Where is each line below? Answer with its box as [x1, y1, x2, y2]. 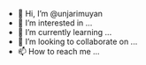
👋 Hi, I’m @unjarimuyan [17, 9, 104, 18]
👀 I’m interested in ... [17, 18, 93, 28]
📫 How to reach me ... [17, 47, 100, 56]
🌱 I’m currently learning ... [17, 27, 112, 37]
